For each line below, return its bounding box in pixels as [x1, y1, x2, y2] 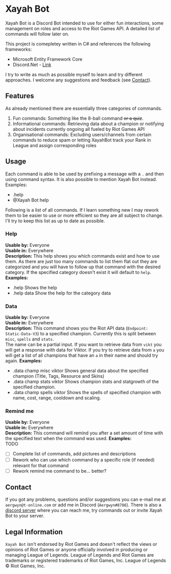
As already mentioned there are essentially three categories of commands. [5, 105, 162, 111]
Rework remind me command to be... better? [12, 468, 107, 474]
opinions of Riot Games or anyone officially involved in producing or [5, 546, 148, 553]
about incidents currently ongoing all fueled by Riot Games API [12, 126, 145, 132]
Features [5, 91, 34, 100]
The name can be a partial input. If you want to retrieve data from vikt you [5, 341, 162, 348]
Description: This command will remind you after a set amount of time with [5, 430, 163, 436]
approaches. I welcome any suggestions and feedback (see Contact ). [5, 77, 152, 83]
